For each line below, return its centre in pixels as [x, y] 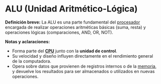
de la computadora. [32, 61]
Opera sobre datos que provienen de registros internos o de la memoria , [84, 66]
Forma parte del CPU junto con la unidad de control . [64, 51]
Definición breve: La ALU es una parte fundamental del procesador [72, 22]
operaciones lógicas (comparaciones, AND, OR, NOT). [59, 32]
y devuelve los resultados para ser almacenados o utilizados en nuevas [83, 71]
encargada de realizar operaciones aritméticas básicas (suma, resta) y [76, 27]
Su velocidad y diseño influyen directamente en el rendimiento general [83, 56]
